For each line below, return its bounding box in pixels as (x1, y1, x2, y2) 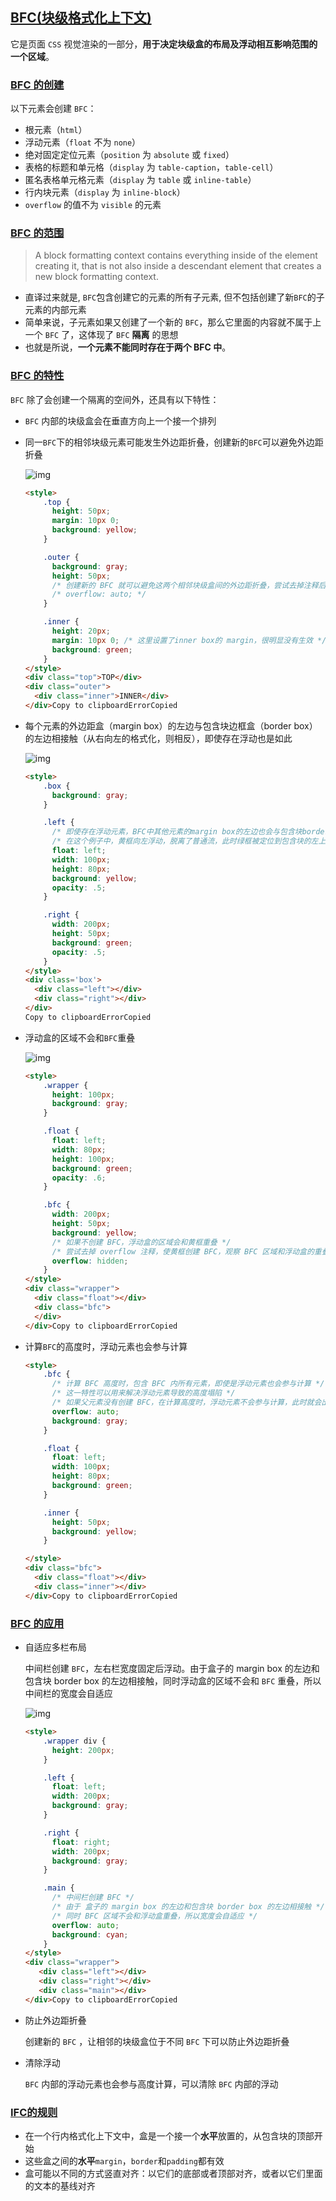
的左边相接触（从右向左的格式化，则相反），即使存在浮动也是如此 (24, 732, 293, 744)
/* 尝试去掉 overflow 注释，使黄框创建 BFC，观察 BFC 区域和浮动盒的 (51, 1246, 315, 1257)
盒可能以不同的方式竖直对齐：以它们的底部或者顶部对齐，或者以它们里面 (24, 2167, 323, 2179)
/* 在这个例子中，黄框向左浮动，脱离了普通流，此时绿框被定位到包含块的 (51, 836, 312, 847)
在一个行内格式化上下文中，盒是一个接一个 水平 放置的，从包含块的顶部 (24, 2129, 315, 2142)
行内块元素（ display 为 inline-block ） (24, 186, 186, 198)
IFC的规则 (10, 2105, 58, 2119)
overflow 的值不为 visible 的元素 (24, 199, 162, 211)
